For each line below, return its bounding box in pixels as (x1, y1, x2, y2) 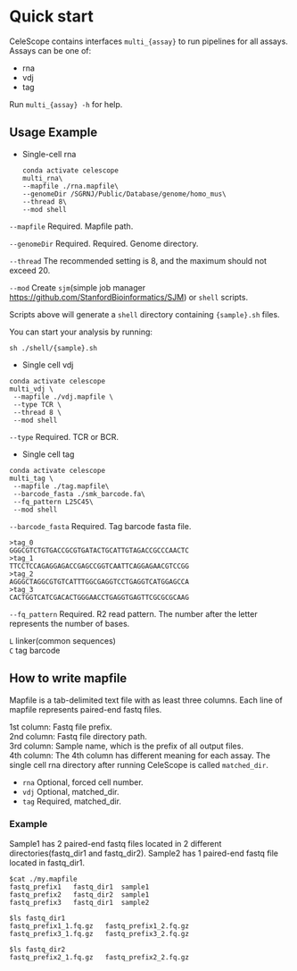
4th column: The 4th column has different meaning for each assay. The (9, 749, 270, 761)
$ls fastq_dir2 (9, 945, 66, 954)
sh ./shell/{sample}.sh (9, 343, 98, 352)
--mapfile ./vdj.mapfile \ (12, 392, 114, 401)
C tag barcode (9, 645, 61, 655)
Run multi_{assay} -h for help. (9, 98, 123, 109)
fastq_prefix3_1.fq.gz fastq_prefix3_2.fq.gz (9, 929, 190, 938)
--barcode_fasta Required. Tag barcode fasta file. (9, 520, 192, 531)
